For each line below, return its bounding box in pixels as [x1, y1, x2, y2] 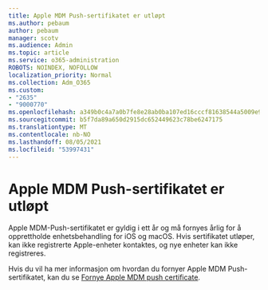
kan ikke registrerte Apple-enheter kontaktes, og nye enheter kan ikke [8, 240, 238, 250]
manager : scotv [8, 34, 59, 42]
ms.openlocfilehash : [8, 109, 77, 117]
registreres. [8, 248, 46, 258]
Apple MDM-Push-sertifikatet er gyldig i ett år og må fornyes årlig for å [8, 223, 242, 232]
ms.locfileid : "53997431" [8, 145, 94, 153]
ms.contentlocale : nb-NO [8, 130, 91, 138]
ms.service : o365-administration [8, 57, 120, 65]
